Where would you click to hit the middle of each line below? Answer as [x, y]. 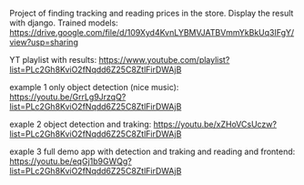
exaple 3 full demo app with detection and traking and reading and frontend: [152, 151]
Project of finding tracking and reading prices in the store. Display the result [152, 13]
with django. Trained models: [64, 23]
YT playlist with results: [53, 60]
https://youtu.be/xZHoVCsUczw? [215, 124]
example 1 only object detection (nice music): [94, 87]
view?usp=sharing [44, 42]
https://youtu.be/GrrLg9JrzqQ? [68, 97]
